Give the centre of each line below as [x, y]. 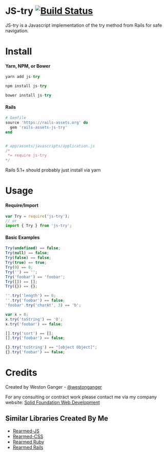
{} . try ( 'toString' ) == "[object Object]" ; [51, 347]
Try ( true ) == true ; [26, 262]
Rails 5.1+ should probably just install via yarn [53, 170]
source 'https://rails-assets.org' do [47, 123]
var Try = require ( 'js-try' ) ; [38, 216]
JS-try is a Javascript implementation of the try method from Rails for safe [84, 25]
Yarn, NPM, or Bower [28, 66]
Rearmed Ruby [28, 442]
